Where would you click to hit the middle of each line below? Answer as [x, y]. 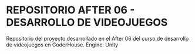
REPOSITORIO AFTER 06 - [70, 10]
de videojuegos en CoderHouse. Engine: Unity [62, 45]
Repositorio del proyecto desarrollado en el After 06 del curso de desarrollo [97, 38]
